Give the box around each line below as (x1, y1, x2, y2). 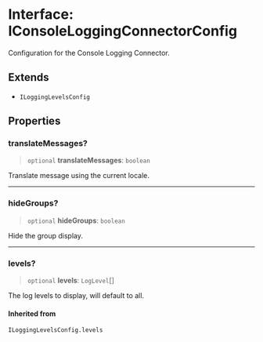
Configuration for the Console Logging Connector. (8, 48, 170, 57)
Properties (8, 115, 61, 128)
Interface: (8, 5, 74, 24)
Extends (8, 71, 49, 84)
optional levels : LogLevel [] (27, 276, 115, 286)
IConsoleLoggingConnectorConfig (8, 22, 237, 40)
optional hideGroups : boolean (27, 216, 125, 225)
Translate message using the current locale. (8, 171, 150, 180)
